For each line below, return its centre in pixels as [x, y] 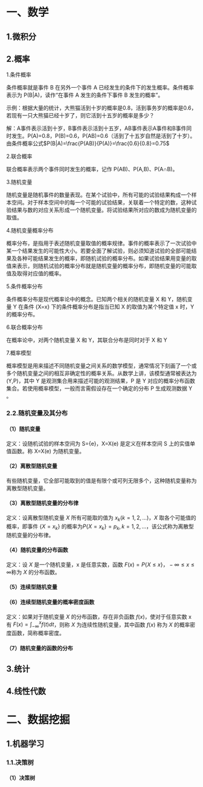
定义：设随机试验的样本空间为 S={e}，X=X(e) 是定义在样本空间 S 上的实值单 [101, 443]
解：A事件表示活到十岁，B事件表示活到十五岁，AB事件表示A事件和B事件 [96, 128]
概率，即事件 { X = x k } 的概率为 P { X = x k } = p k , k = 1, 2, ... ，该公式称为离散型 [100, 527]
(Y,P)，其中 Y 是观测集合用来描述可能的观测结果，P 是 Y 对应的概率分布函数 [101, 381]
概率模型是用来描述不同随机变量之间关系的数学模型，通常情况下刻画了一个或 [101, 366]
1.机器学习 [25, 744]
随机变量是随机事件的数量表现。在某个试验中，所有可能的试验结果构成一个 [99, 195]
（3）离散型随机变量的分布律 [43, 503]
